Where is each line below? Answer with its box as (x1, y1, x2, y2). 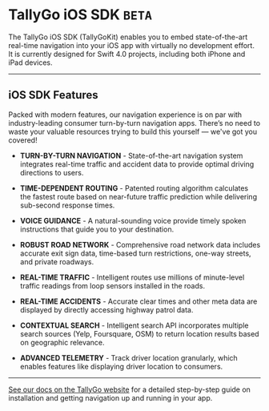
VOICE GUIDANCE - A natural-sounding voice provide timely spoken (19, 216, 247, 225)
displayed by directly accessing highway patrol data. (19, 304, 194, 314)
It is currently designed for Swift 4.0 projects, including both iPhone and (8, 49, 246, 58)
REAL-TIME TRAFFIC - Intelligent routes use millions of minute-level (19, 272, 245, 282)
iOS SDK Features (8, 88, 98, 102)
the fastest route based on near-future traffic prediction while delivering (19, 191, 258, 201)
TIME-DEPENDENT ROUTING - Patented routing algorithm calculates (19, 183, 249, 193)
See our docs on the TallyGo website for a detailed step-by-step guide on (8, 385, 251, 394)
